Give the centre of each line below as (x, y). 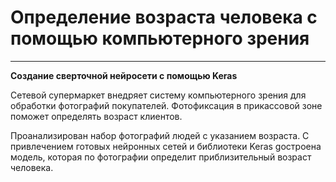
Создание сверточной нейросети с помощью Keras (124, 75)
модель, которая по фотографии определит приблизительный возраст (161, 157)
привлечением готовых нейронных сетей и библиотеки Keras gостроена (166, 146)
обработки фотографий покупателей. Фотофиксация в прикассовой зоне (166, 105)
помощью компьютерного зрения (160, 38)
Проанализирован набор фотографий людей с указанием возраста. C (160, 135)
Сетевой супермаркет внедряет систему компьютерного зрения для (158, 95)
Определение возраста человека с (164, 17)
